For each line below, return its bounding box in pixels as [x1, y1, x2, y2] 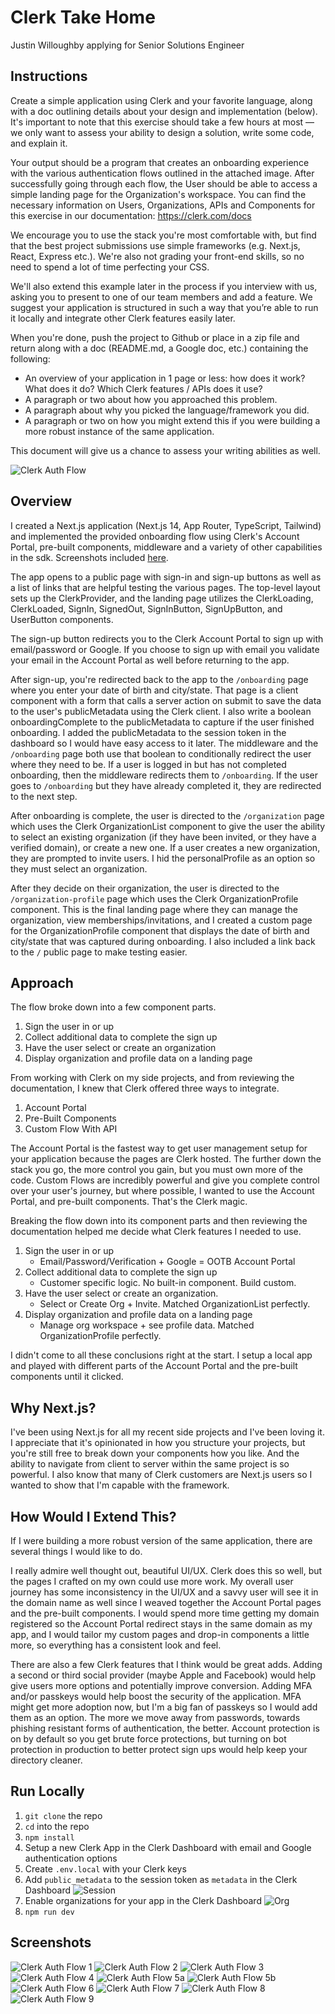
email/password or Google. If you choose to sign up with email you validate [10, 643, 320, 655]
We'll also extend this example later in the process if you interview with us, [10, 280, 318, 292]
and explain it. [10, 137, 68, 149]
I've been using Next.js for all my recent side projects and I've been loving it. [10, 1426, 325, 1438]
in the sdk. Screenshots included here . [10, 551, 169, 563]
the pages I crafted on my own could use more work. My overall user [10, 1576, 294, 1587]
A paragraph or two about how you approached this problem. [24, 393, 278, 405]
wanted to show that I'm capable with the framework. [10, 1479, 230, 1491]
